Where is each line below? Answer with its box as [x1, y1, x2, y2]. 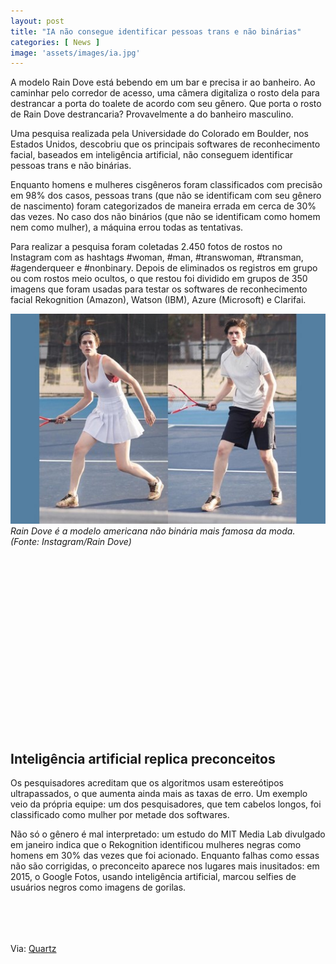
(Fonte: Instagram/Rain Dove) [10, 536, 132, 548]
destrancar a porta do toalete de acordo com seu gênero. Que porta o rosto [10, 98, 322, 110]
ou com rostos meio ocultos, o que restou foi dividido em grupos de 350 [10, 273, 308, 285]
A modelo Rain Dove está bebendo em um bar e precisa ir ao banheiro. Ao [10, 76, 316, 89]
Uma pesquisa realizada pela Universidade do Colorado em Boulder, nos [10, 128, 309, 140]
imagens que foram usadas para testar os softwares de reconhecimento [10, 283, 308, 295]
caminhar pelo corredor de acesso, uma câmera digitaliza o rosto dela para [10, 87, 320, 99]
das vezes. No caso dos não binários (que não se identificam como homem [10, 211, 321, 223]
